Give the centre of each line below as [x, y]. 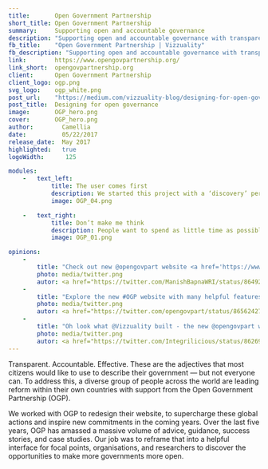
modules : [23, 171]
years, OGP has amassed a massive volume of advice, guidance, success [129, 430]
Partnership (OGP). [39, 398]
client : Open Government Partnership [80, 75]
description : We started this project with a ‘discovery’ [149, 193]
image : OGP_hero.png [53, 113]
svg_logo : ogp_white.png [55, 90]
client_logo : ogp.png [44, 82]
